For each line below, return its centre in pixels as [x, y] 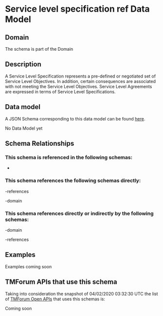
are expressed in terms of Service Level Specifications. [60, 92]
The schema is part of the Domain [39, 49]
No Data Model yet [24, 128]
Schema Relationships [40, 144]
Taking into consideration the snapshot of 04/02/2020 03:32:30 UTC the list [81, 294]
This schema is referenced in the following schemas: [69, 157]
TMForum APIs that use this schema [61, 282]
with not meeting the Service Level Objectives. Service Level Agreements [79, 86]
